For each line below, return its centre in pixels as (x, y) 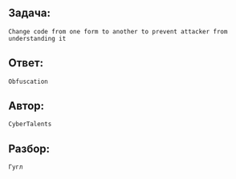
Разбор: (29, 148)
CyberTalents (30, 124)
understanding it (37, 38)
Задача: (29, 13)
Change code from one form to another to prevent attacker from (118, 31)
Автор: (26, 106)
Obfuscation (28, 82)
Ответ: (26, 63)
